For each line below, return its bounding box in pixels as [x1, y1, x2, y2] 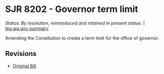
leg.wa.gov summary [5, 25, 49, 31]
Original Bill [12, 62, 37, 68]
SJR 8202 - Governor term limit [5, 3, 138, 15]
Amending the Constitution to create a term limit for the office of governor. [5, 35, 159, 41]
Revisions [5, 49, 37, 58]
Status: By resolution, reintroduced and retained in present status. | [5, 20, 145, 26]
